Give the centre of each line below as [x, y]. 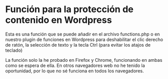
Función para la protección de [69, 9]
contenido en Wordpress [59, 20]
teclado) [14, 50]
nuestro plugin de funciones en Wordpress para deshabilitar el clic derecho [84, 39]
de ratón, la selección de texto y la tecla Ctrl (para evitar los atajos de [78, 45]
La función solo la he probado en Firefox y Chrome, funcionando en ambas [84, 60]
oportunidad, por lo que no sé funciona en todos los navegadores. [75, 71]
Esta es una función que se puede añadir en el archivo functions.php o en [83, 34]
